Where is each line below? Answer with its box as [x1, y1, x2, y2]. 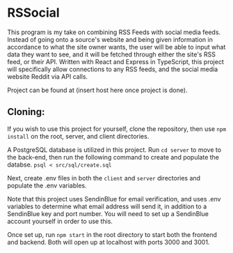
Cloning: [7, 106, 45, 118]
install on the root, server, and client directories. [7, 132, 150, 140]
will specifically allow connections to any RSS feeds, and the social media [7, 65, 218, 73]
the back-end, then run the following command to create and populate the [7, 153, 220, 161]
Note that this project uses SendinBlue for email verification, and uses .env [7, 194, 221, 203]
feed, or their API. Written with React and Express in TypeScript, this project [7, 57, 224, 66]
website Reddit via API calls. [7, 72, 88, 81]
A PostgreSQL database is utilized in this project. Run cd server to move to [7, 145, 221, 154]
